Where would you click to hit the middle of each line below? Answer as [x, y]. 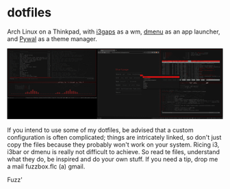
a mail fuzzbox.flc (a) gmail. [46, 166]
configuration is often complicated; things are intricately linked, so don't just [114, 138]
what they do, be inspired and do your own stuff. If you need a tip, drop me [113, 160]
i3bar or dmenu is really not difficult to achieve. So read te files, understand [114, 152]
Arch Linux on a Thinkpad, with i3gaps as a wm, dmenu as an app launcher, [114, 32]
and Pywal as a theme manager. [52, 38]
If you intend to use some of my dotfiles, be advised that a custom [100, 130]
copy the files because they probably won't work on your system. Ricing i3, [113, 144]
